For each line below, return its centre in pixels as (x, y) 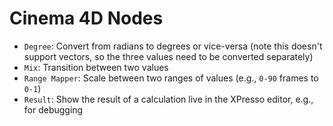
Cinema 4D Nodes (86, 18)
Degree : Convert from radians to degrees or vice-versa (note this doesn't (173, 46)
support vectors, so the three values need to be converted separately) (168, 56)
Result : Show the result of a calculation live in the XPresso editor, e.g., (168, 99)
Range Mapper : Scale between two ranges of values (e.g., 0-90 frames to (171, 78)
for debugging (53, 109)
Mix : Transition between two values (96, 67)
